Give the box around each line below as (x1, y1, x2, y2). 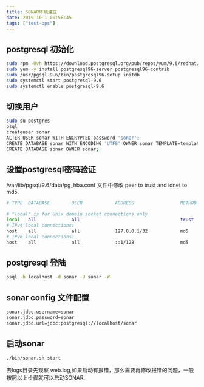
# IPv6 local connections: (6, 234, 75, 240)
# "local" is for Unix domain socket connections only (6, 211, 148, 217)
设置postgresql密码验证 (6, 164, 96, 175)
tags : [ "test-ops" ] (6, 20, 56, 26)
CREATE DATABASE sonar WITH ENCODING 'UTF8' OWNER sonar (6, 140, 154, 146)
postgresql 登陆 (6, 257, 66, 268)
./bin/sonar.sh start (6, 355, 61, 361)
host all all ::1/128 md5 (6, 239, 189, 246)
